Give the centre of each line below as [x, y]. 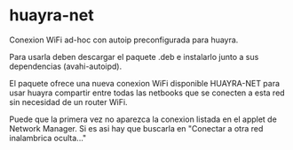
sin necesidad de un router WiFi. [68, 101]
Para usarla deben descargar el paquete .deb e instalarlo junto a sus [134, 56]
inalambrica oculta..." [48, 138]
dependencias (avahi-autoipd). [66, 66]
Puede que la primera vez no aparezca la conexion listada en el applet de [143, 119]
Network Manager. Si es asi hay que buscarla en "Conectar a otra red [136, 128]
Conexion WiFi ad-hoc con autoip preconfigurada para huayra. [124, 40]
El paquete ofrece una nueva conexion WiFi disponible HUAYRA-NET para [145, 83]
